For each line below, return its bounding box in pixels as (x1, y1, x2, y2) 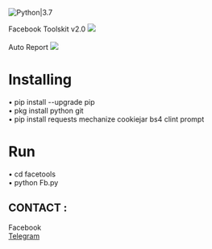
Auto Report (8, 43, 48, 52)
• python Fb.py (8, 177, 59, 187)
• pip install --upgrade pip (8, 97, 95, 106)
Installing (8, 71, 73, 89)
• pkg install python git (8, 106, 84, 115)
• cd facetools (8, 169, 56, 179)
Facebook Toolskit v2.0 (8, 24, 86, 34)
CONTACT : (8, 201, 68, 215)
